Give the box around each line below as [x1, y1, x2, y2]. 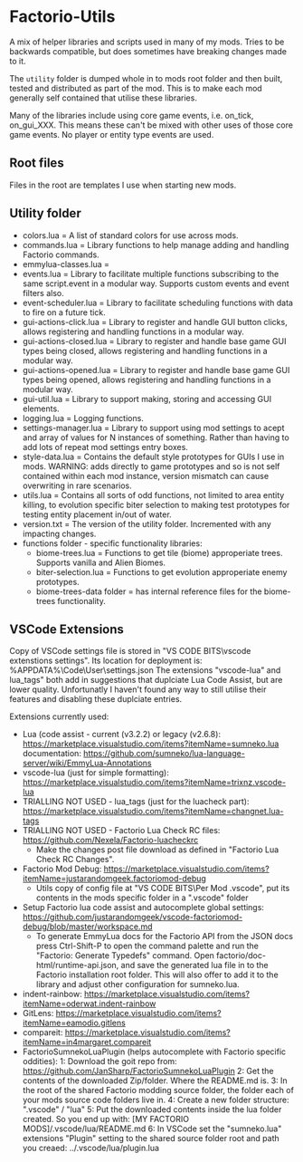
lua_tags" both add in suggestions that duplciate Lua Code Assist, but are [9, 675, 283, 686]
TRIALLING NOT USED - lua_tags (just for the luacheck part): [22, 796, 250, 807]
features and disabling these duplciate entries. [9, 694, 183, 705]
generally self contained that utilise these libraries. [9, 92, 197, 103]
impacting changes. [22, 528, 97, 539]
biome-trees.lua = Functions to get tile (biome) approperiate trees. [35, 547, 283, 558]
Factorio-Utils [9, 6, 116, 27]
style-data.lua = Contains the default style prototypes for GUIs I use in [22, 451, 285, 462]
